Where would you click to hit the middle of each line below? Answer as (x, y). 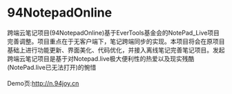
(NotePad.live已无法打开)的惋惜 (52, 67)
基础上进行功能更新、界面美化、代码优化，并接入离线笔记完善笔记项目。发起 (116, 50)
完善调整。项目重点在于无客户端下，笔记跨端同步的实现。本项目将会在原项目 (116, 41)
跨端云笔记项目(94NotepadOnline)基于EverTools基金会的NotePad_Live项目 (113, 32)
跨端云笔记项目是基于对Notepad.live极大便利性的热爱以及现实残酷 (101, 58)
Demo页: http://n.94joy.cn (43, 83)
